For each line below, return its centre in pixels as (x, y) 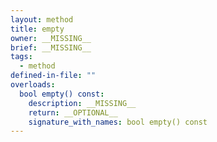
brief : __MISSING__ (51, 47)
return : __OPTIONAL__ (73, 112)
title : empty (37, 29)
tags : (21, 57)
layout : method (42, 19)
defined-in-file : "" (53, 76)
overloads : (33, 85)
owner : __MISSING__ (51, 38)
